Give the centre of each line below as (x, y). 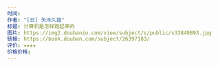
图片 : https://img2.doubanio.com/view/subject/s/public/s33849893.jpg (109, 33)
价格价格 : (19, 52)
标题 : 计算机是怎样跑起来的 (41, 26)
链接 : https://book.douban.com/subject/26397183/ (78, 39)
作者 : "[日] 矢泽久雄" (36, 20)
